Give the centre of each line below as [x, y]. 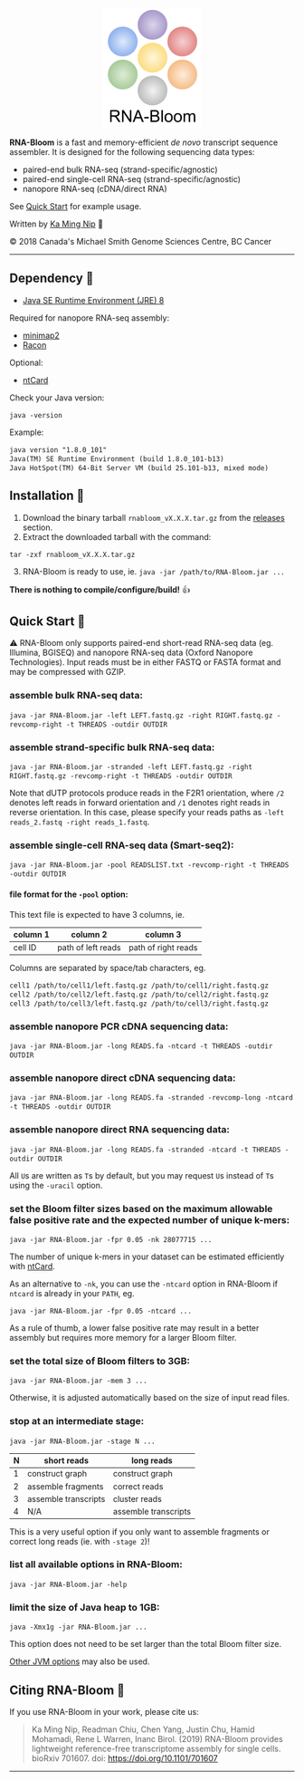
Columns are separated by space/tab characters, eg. [108, 968]
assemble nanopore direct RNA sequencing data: [120, 1130]
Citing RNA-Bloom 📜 [67, 1690]
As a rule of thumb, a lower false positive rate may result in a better [134, 1328]
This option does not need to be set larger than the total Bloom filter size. [146, 1644]
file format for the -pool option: [69, 894]
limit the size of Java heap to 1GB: [85, 1607]
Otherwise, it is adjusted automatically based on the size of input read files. [149, 1398]
